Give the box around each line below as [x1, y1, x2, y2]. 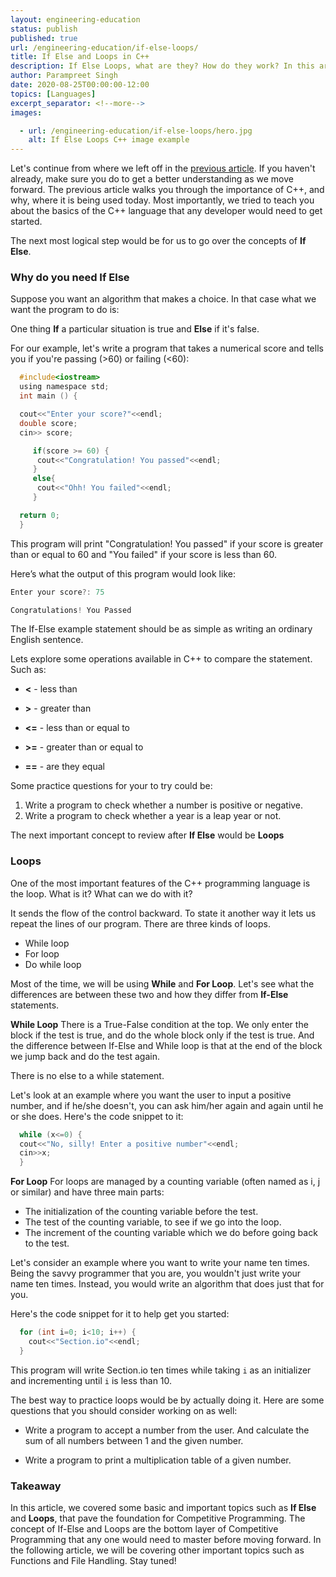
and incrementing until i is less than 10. [10, 1374, 173, 1386]
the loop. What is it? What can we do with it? [10, 887, 193, 900]
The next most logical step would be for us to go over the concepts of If [10, 235, 307, 247]
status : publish [10, 24, 78, 34]
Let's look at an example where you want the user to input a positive [10, 1089, 292, 1101]
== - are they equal [24, 761, 105, 773]
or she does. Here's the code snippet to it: [10, 1110, 184, 1122]
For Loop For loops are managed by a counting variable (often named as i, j [10, 1176, 321, 1188]
